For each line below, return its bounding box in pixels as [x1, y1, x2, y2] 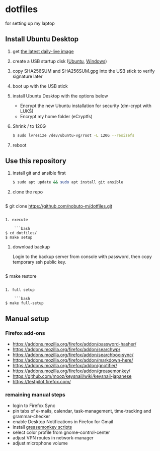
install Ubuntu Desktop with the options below [12, 92, 108, 99]
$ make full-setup [5, 300, 44, 306]
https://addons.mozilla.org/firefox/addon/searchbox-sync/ [12, 352, 134, 358]
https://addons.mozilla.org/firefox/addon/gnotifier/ [12, 363, 117, 368]
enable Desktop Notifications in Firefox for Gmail [12, 419, 113, 425]
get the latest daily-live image [12, 48, 74, 54]
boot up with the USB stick [12, 83, 68, 89]
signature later [12, 73, 43, 79]
